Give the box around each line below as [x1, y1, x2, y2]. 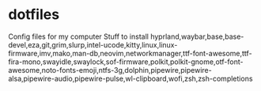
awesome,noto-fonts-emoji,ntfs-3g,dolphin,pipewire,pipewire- [8, 65, 212, 74]
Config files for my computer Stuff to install [8, 32, 149, 41]
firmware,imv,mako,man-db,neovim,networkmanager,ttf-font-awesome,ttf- [8, 48, 252, 58]
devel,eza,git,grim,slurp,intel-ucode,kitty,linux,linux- [8, 40, 178, 49]
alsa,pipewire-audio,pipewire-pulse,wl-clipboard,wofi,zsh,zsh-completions [8, 74, 253, 83]
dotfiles [8, 6, 60, 24]
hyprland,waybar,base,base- [149, 32, 244, 41]
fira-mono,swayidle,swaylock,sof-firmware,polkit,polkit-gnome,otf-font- [8, 57, 244, 66]
